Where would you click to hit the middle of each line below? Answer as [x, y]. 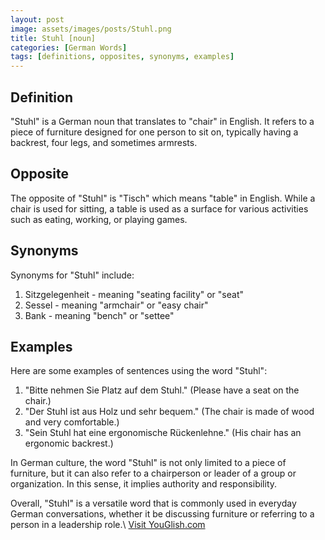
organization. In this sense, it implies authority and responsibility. [144, 484]
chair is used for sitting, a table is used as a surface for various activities [159, 208]
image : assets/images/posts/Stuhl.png [91, 29]
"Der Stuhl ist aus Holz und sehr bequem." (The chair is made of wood [169, 412]
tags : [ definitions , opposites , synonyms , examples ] [122, 57]
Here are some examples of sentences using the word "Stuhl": [139, 371]
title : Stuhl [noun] [53, 38]
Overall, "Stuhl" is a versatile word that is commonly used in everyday [153, 503]
